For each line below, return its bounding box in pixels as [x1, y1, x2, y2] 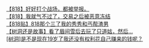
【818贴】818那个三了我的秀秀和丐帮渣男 [6, 20, 109, 27]
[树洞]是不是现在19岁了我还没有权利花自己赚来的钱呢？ [6, 35, 144, 42]
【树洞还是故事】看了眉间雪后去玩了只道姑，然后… [6, 28, 133, 35]
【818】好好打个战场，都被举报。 [6, 5, 90, 12]
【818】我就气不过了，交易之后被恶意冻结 [6, 13, 111, 20]
